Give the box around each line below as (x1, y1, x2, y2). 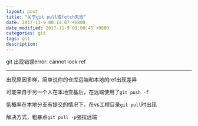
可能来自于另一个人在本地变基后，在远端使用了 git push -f (6, 88, 149, 96)
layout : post (6, 8, 38, 15)
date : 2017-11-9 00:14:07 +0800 (6, 19, 85, 25)
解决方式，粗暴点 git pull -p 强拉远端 (6, 113, 97, 120)
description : (6, 42, 38, 47)
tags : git (6, 36, 31, 42)
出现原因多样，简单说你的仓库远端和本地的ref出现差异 (6, 76, 137, 83)
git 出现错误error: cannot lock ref (6, 58, 87, 65)
